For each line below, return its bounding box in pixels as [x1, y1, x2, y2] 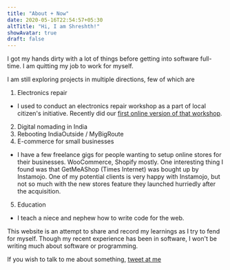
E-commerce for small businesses [17, 137, 114, 145]
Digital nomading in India [17, 123, 88, 131]
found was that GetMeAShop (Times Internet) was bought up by [17, 165, 199, 174]
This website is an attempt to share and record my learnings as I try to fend [7, 227, 220, 236]
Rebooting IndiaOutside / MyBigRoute [17, 130, 124, 138]
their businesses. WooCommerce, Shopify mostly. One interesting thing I [17, 158, 224, 166]
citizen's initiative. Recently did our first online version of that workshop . [17, 110, 222, 118]
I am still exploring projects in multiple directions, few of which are [7, 75, 195, 83]
